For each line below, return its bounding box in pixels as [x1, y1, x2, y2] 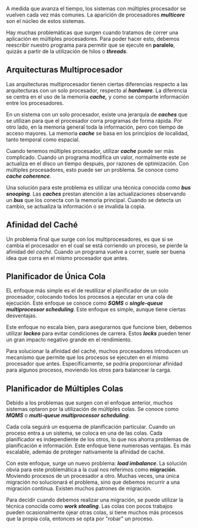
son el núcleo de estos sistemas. [6, 18, 85, 24]
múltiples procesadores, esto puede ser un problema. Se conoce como [6, 166, 179, 173]
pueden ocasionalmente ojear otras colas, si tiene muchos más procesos [6, 509, 184, 516]
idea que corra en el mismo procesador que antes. [6, 254, 129, 262]
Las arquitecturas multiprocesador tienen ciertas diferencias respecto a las [6, 80, 189, 87]
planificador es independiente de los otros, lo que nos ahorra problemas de [6, 436, 189, 443]
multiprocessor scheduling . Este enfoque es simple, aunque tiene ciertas [6, 306, 186, 313]
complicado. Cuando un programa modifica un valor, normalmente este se [6, 154, 187, 161]
